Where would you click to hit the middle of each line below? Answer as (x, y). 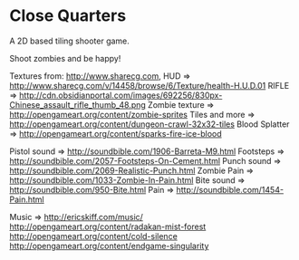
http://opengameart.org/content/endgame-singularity (109, 246)
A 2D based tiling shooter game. (69, 41)
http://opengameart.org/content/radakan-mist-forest (108, 226)
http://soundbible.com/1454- (230, 189)
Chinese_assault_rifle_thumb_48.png (78, 104)
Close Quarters (68, 16)
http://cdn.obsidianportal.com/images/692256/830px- (121, 95)
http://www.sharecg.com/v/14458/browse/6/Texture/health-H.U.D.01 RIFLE (149, 85)
